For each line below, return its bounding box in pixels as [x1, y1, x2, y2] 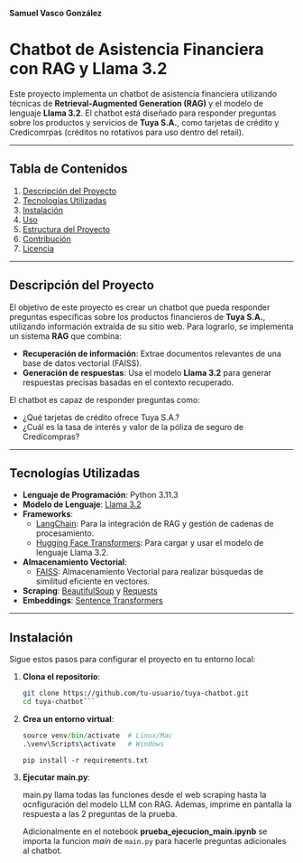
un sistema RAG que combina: [9, 330, 122, 342]
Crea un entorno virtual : [22, 713, 115, 724]
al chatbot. [22, 845, 63, 856]
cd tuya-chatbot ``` [22, 698, 96, 707]
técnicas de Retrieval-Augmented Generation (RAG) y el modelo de [9, 98, 264, 108]
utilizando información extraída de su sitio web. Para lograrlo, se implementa [9, 321, 294, 332]
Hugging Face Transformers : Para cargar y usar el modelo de [35, 538, 264, 549]
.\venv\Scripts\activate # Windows [22, 739, 165, 748]
